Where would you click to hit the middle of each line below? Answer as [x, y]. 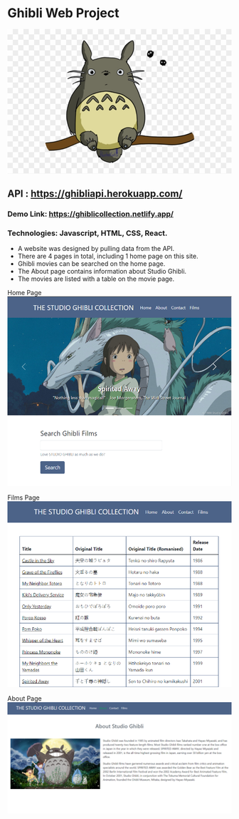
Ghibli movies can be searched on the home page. [91, 264]
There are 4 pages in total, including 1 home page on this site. [108, 256]
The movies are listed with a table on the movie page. [96, 279]
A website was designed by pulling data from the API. [96, 249]
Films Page [24, 498]
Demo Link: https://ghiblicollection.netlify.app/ [91, 214]
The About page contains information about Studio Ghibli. [102, 272]
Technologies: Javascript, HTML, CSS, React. [87, 233]
